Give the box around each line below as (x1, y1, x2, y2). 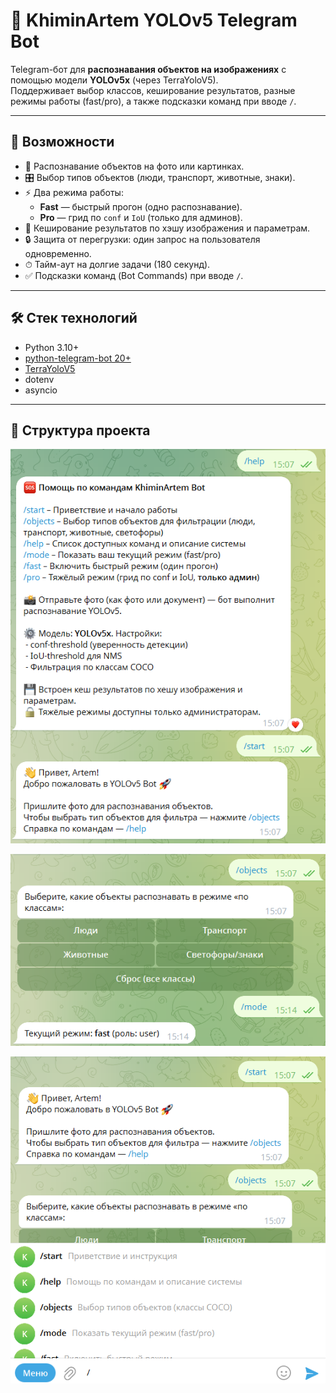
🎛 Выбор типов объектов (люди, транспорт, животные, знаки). (24, 171, 296, 183)
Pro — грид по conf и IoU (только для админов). (39, 211, 243, 223)
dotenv (24, 373, 55, 385)
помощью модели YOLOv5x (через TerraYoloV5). (10, 74, 219, 86)
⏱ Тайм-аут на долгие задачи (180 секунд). (24, 258, 211, 270)
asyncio (24, 384, 58, 396)
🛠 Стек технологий (10, 310, 138, 327)
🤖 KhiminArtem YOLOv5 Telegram (10, 9, 298, 32)
